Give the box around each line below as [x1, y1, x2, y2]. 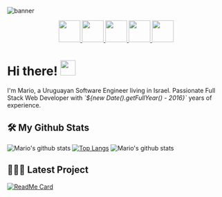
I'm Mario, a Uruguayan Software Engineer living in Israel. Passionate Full [7, 86, 216, 94]
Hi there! [7, 63, 58, 79]
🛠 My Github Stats [7, 122, 90, 134]
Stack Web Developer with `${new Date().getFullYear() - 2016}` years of [7, 94, 212, 102]
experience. [7, 101, 41, 109]
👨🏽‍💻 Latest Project [7, 164, 89, 176]
